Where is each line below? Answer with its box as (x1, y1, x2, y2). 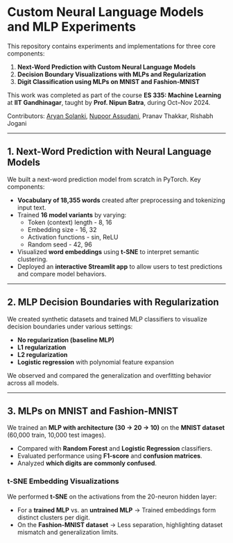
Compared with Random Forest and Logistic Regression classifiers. (17, 444, 213, 453)
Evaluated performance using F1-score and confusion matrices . (17, 452, 202, 460)
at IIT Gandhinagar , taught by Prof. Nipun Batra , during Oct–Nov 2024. (7, 98, 211, 106)
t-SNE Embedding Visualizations (7, 476, 119, 486)
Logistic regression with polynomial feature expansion (17, 358, 175, 366)
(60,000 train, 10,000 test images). (7, 431, 106, 440)
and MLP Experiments (7, 19, 137, 35)
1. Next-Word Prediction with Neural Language (7, 146, 212, 158)
